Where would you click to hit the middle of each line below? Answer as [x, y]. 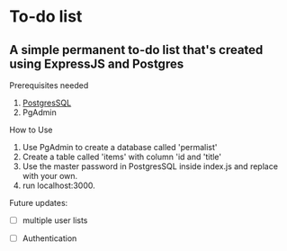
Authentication [49, 238]
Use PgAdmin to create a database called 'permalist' [120, 147]
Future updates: [39, 203]
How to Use [31, 130]
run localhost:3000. [59, 185]
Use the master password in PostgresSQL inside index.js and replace [150, 166]
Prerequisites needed [49, 85]
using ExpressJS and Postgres [97, 63]
